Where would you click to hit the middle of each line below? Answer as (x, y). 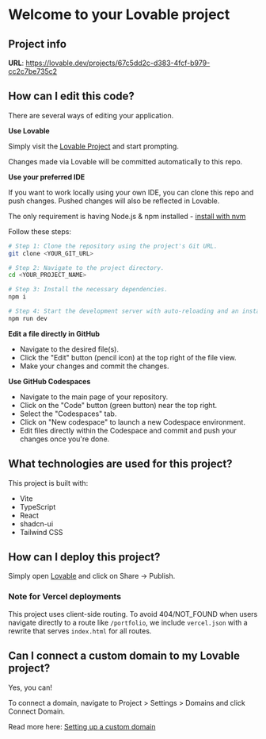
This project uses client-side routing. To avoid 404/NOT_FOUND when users (133, 614)
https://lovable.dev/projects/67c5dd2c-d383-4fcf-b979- (118, 63)
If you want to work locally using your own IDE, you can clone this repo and (131, 192)
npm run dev (28, 318)
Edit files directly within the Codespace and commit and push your (128, 430)
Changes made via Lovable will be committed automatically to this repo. (125, 161)
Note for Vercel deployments (65, 597)
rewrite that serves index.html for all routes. (80, 631)
